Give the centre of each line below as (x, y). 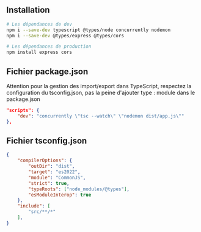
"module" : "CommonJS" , (57, 178)
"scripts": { (23, 110)
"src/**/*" (42, 212)
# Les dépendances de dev (39, 24)
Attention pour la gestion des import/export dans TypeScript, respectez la (99, 86)
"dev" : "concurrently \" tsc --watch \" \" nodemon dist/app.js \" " (101, 116)
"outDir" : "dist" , (52, 167)
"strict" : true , (49, 183)
